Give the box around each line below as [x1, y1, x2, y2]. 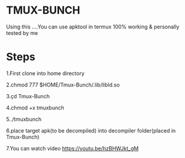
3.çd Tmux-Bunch [6, 92, 50, 99]
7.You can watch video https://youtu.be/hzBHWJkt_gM [6, 144, 139, 151]
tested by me [6, 29, 38, 36]
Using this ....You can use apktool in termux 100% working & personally [6, 23, 180, 30]
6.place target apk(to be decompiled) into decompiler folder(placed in [6, 127, 176, 134]
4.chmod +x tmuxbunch [6, 104, 64, 111]
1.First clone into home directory [6, 69, 85, 77]
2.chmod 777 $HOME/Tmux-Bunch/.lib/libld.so [6, 81, 120, 88]
